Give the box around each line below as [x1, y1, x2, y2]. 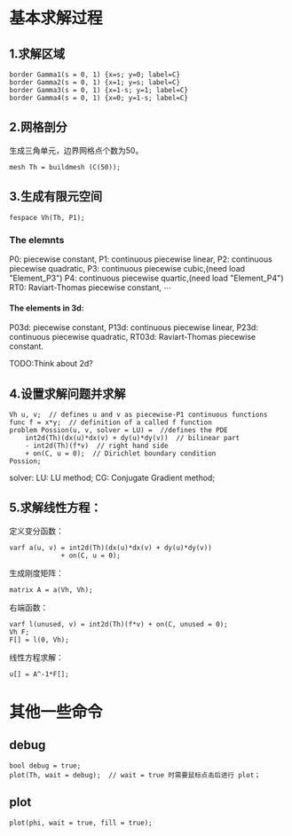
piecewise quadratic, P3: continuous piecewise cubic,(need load [9, 263, 246, 273]
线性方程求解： [9, 651, 64, 662]
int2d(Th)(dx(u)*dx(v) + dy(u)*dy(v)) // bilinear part [25, 433, 241, 442]
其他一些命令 [9, 702, 104, 722]
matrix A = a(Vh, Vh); [9, 585, 93, 595]
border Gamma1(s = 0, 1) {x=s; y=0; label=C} [9, 70, 180, 79]
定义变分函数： [9, 525, 64, 536]
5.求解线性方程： [9, 501, 102, 516]
